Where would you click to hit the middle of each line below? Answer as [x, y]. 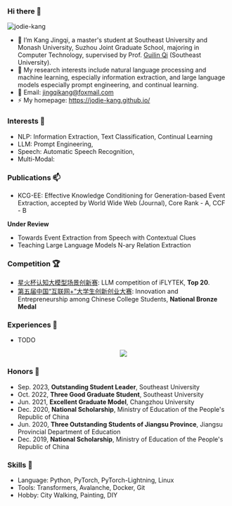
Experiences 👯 [32, 325]
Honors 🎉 [24, 372]
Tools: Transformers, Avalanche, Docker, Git [81, 488]
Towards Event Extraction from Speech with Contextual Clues [107, 238]
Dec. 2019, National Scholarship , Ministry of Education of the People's [120, 439]
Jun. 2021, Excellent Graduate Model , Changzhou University [106, 402]
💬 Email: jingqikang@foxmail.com [65, 92]
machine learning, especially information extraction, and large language [121, 77]
